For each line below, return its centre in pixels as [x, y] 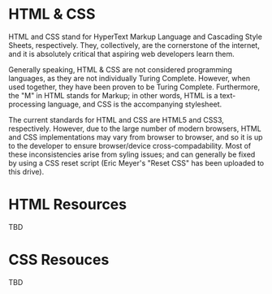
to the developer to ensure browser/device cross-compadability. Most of [130, 145]
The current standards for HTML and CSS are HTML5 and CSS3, [117, 119]
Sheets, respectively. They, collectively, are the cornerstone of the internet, [134, 45]
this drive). [26, 171]
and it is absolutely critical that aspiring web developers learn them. [121, 54]
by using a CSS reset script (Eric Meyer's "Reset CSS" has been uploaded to [136, 162]
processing [27, 104]
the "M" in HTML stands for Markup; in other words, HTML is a [113, 95]
